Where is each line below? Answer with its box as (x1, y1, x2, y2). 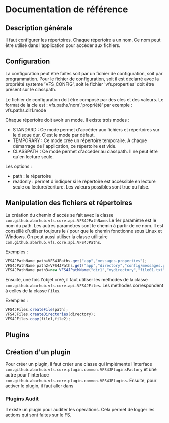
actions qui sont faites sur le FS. (5, 412, 72, 418)
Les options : (5, 163, 32, 169)
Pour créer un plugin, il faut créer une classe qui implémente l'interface (5, 361, 152, 367)
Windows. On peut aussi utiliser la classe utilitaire (5, 233, 108, 240)
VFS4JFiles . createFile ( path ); (5, 307, 69, 312)
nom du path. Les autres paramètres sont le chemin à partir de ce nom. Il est (5, 222, 164, 228)
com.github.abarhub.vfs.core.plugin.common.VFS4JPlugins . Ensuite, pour (5, 378, 157, 384)
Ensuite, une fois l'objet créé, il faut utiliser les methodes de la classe (5, 277, 148, 283)
